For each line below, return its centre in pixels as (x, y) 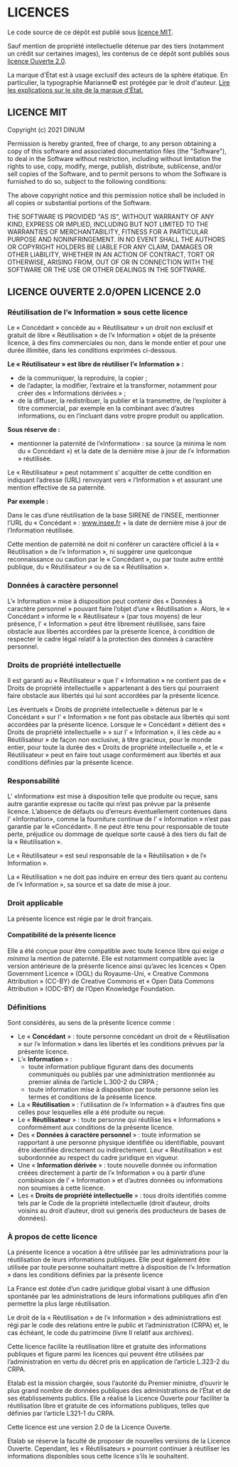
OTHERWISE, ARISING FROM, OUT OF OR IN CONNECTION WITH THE (111, 262)
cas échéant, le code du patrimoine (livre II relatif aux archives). (101, 1333)
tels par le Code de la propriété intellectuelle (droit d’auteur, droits (114, 1203)
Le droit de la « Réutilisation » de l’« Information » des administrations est (114, 1318)
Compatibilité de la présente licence (61, 935)
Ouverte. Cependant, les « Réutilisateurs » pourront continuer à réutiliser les (119, 1448)
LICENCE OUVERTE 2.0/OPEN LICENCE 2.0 (104, 292)
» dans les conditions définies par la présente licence (85, 1275)
